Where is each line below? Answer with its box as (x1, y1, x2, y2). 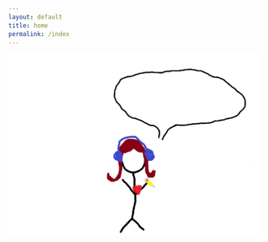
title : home (8, 21, 48, 30)
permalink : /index (8, 30, 70, 38)
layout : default (8, 13, 63, 21)
